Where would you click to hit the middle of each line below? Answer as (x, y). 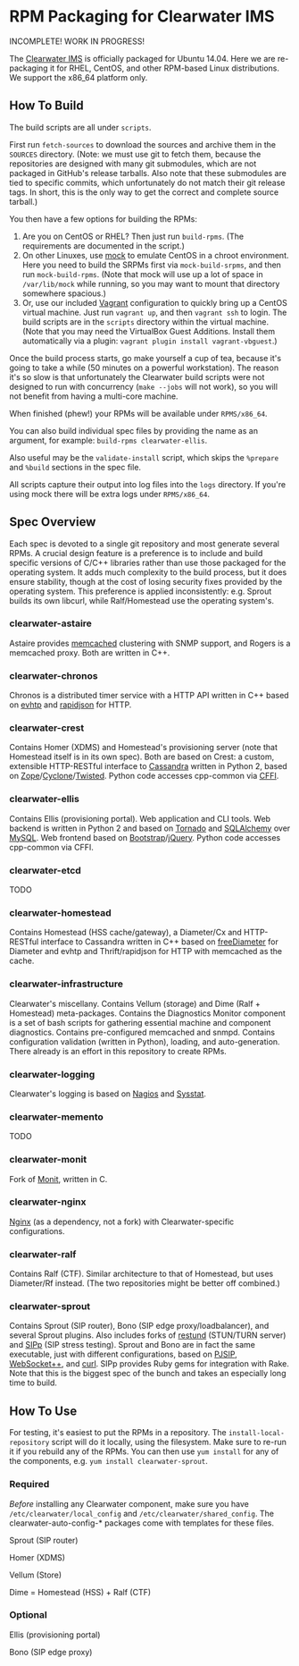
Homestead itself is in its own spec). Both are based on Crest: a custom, (142, 757)
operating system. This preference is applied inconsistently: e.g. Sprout (141, 591)
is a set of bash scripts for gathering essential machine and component (140, 1022)
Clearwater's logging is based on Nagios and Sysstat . (108, 1094)
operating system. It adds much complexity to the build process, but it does (148, 572)
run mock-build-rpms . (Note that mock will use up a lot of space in (142, 274)
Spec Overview (53, 522)
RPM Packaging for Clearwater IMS (142, 17)
